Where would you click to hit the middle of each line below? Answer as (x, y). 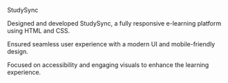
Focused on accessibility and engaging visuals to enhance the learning (108, 65)
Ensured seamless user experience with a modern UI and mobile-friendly (111, 44)
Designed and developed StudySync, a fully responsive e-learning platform (114, 23)
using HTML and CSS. (39, 31)
